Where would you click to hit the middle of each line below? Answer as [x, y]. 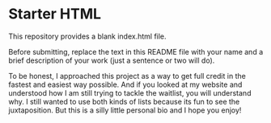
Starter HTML [55, 14]
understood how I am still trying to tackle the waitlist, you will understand [130, 92]
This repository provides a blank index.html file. [88, 36]
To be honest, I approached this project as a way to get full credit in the [127, 76]
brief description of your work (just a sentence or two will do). [112, 60]
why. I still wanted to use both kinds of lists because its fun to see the [124, 101]
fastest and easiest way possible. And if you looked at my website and [125, 84]
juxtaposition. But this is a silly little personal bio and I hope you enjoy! [125, 110]
